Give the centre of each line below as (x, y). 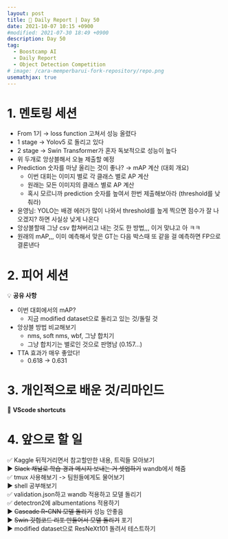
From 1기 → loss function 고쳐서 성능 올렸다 (77, 134)
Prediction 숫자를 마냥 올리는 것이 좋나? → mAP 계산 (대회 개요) (103, 168)
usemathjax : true (32, 77)
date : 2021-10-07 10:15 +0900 (50, 26)
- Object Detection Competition (60, 64)
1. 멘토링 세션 (42, 113)
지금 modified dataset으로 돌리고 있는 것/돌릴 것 (92, 319)
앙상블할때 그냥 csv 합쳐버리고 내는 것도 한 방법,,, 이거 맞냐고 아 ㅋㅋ (109, 228)
